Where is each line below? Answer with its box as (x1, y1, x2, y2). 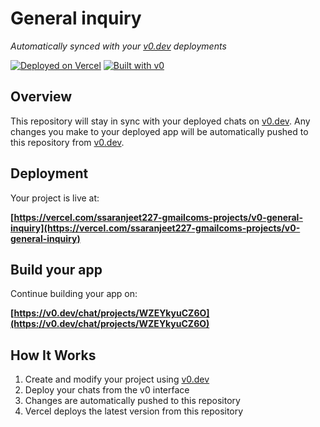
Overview (10, 88, 73, 106)
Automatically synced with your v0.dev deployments (10, 40, 227, 52)
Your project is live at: (10, 192, 100, 204)
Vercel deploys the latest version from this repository (24, 405, 244, 417)
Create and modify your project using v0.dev (24, 373, 210, 386)
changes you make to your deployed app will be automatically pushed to (10, 125, 309, 137)
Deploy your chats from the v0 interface (24, 384, 190, 396)
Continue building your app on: (10, 288, 138, 300)
